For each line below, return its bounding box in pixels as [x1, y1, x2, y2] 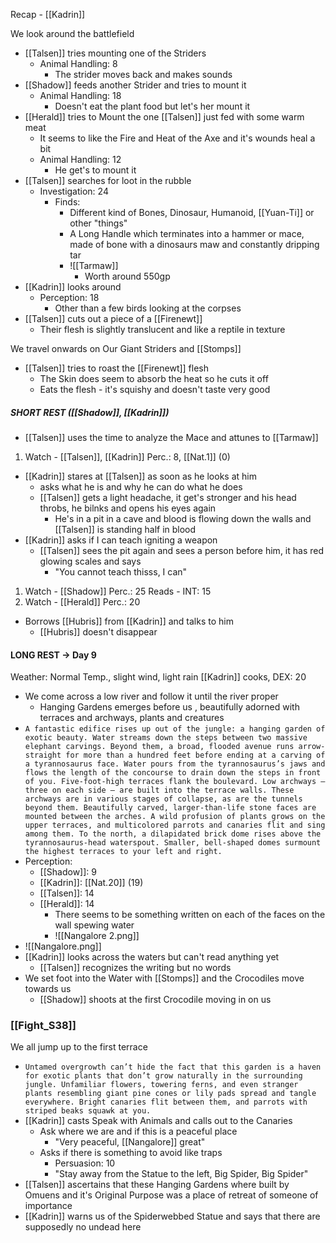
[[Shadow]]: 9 [39, 866, 97, 878]
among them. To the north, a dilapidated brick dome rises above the [24, 829, 322, 839]
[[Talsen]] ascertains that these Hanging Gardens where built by [24, 1179, 290, 1191]
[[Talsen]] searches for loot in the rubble [24, 175, 192, 186]
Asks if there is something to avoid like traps [39, 1147, 223, 1159]
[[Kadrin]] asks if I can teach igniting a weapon [24, 534, 218, 546]
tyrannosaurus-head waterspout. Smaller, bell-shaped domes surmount [24, 838, 322, 848]
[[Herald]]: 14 [39, 898, 95, 910]
